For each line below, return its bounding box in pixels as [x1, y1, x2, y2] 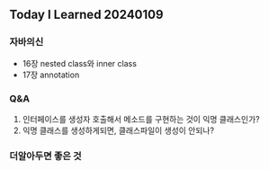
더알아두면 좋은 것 [9, 149, 83, 162]
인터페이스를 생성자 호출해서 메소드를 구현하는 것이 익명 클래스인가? [22, 113, 260, 124]
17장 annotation [22, 69, 80, 80]
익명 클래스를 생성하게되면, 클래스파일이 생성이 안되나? [22, 125, 214, 136]
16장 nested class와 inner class [22, 58, 138, 68]
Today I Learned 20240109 [9, 7, 164, 22]
